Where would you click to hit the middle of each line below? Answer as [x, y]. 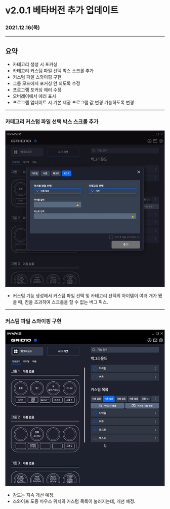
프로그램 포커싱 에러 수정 [37, 90]
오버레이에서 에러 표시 [34, 96]
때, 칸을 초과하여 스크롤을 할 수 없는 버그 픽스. [63, 302]
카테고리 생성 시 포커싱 [35, 65]
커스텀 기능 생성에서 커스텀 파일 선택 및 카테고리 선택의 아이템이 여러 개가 [85, 295]
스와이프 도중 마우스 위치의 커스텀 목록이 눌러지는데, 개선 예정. [74, 501]
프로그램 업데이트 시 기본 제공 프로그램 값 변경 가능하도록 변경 [73, 103]
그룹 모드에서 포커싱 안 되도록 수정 [46, 83]
